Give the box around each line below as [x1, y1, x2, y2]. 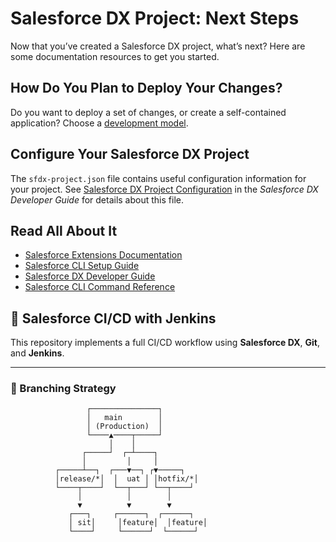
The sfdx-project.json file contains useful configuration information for [10, 172, 307, 184]
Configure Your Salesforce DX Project [10, 146, 250, 163]
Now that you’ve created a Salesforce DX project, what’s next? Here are [10, 40, 306, 52]
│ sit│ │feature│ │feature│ [68, 518, 208, 528]
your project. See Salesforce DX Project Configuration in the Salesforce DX [10, 183, 319, 195]
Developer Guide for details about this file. [10, 193, 184, 206]
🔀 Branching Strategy [10, 382, 117, 396]
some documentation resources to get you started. [10, 50, 220, 62]
